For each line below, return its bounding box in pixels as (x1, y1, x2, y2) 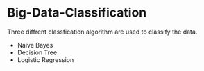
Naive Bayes (17, 41, 53, 49)
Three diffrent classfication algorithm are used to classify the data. (7, 28, 198, 36)
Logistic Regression (17, 55, 74, 63)
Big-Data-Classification (7, 5, 147, 21)
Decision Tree (17, 48, 58, 57)
